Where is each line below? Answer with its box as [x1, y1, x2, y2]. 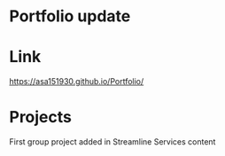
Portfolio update [9, 6, 131, 27]
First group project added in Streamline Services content [9, 136, 216, 147]
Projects [9, 107, 73, 128]
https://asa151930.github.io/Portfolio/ [9, 76, 144, 87]
